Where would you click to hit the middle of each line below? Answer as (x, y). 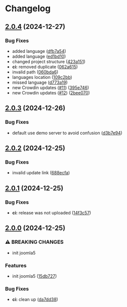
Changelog (28, 9)
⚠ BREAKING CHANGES (34, 242)
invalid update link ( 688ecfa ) (41, 173)
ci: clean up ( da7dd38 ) (35, 300)
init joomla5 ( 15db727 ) (34, 276)
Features (16, 265)
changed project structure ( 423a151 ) (49, 61)
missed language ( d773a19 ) (40, 82)
